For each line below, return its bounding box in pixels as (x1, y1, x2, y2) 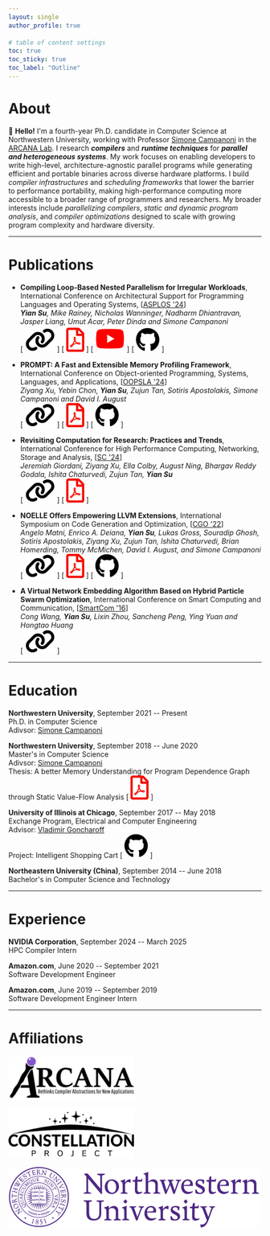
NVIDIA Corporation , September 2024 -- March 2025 (8, 937, 187, 947)
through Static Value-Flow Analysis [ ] (8, 792, 154, 802)
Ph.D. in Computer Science (8, 717, 98, 726)
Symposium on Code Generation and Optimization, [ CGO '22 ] (19, 519, 224, 528)
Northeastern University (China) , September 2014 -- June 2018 (8, 865, 223, 876)
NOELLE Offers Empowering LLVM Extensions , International (19, 511, 222, 520)
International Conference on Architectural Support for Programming (19, 290, 244, 301)
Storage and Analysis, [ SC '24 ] (19, 452, 123, 462)
